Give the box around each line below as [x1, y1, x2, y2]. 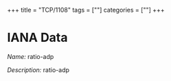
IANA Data [7, 30, 68, 45]
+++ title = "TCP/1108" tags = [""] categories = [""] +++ [7, 6, 165, 14]
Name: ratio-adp [7, 52, 54, 60]
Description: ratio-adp [7, 65, 70, 74]
